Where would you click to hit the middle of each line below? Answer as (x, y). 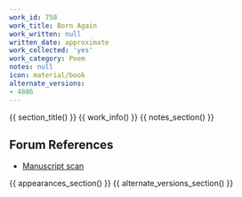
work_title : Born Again (53, 26)
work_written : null (45, 34)
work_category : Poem (48, 59)
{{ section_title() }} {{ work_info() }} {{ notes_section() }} (112, 117)
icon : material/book (48, 75)
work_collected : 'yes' (51, 51)
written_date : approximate (59, 42)
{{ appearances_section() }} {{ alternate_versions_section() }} (121, 184)
